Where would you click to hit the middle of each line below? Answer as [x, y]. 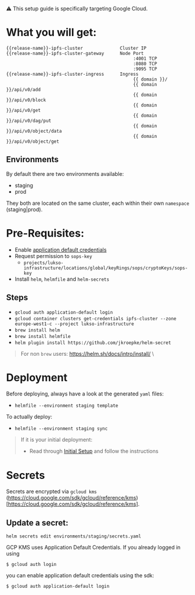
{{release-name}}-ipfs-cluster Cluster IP [76, 48]
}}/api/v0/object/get [33, 141]
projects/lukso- [43, 263]
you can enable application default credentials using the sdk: [80, 575]
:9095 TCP [145, 69]
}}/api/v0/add [24, 89]
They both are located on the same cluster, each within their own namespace [98, 203]
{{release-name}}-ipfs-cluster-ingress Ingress [72, 74]
